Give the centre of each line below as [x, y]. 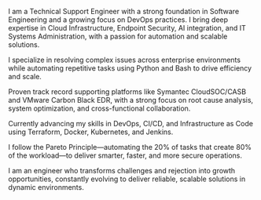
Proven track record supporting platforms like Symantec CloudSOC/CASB [127, 92]
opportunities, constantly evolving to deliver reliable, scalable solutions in [127, 179]
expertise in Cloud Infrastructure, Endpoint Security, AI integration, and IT [127, 28]
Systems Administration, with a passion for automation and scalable [118, 36]
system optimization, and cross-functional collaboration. [99, 108]
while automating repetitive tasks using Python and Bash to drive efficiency [130, 68]
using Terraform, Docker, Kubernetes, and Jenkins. [91, 132]
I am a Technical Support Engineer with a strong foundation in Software [124, 11]
